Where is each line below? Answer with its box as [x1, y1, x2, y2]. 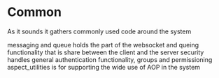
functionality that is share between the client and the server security [7, 48, 204, 56]
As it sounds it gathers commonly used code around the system [7, 27, 192, 36]
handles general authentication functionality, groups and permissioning [7, 55, 213, 63]
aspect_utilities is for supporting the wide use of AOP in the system [7, 63, 201, 71]
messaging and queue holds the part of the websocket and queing [7, 40, 199, 49]
